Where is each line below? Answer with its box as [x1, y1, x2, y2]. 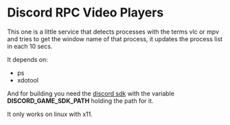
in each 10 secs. [7, 42, 53, 50]
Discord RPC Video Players [7, 5, 164, 21]
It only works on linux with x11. [7, 110, 93, 118]
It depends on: [7, 55, 48, 63]
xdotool [16, 76, 39, 84]
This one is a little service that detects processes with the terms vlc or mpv [7, 27, 220, 36]
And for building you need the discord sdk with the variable [7, 89, 175, 98]
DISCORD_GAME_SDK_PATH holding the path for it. [7, 96, 154, 104]
